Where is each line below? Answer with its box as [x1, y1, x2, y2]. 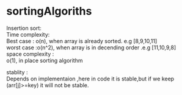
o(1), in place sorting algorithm [6, 57, 83, 64]
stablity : [6, 68, 28, 76]
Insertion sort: [6, 24, 42, 32]
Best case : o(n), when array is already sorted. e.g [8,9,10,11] [6, 37, 158, 44]
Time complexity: [6, 30, 50, 38]
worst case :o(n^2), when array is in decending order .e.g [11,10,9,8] [6, 44, 177, 51]
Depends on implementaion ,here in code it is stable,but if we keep [6, 75, 175, 82]
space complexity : [6, 50, 54, 57]
